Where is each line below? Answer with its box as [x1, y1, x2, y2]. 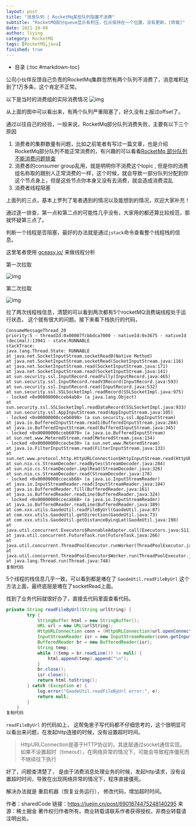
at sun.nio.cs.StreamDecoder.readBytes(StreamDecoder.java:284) [6, 461, 166, 466]
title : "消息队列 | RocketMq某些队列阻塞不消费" [6, 14, 115, 20]
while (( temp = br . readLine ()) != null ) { [37, 650, 142, 656]
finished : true [6, 47, 43, 53]
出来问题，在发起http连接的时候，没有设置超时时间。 [16, 729, 144, 736]
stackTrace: [6, 343, 35, 349]
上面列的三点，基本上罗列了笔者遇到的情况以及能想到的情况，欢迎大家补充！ [6, 197, 190, 204]
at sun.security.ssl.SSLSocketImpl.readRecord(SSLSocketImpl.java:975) [6, 389, 184, 395]
